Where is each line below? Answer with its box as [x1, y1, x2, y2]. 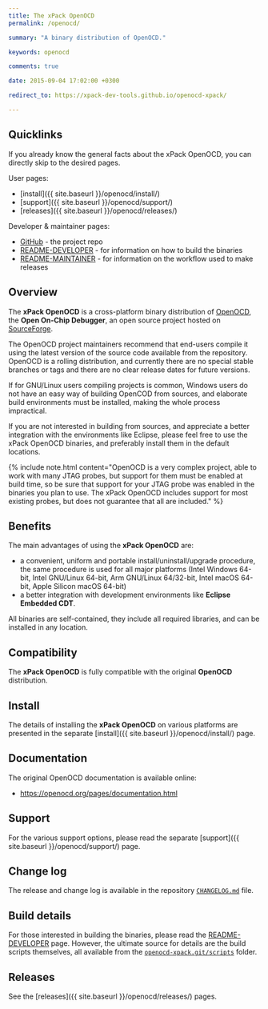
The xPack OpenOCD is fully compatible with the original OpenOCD [8, 667, 233, 677]
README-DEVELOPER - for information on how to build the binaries [19, 245, 243, 254]
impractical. [8, 406, 47, 415]
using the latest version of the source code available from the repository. [8, 347, 248, 357]
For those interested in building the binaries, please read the [8, 930, 206, 940]
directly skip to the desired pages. [8, 158, 121, 167]
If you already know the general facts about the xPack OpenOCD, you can [8, 149, 252, 158]
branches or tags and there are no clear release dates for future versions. [8, 365, 250, 374]
